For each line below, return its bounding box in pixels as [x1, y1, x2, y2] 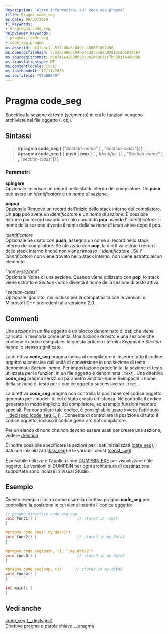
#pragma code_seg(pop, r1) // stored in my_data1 [5, 567, 123, 572]
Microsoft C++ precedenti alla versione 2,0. [5, 299, 96, 306]
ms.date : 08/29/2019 [5, 17, 49, 22]
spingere [5, 180, 25, 186]
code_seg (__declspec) [5, 617, 53, 623]
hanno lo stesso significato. [5, 344, 62, 350]
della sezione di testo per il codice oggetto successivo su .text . [5, 380, 139, 387]
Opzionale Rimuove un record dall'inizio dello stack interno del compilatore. [5, 206, 162, 212]
